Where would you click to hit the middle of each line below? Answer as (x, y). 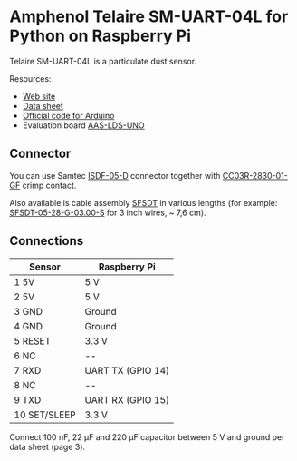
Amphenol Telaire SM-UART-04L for (149, 17)
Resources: (30, 78)
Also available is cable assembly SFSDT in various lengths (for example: (144, 202)
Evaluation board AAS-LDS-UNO (83, 125)
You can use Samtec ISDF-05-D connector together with (115, 175)
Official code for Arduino (68, 115)
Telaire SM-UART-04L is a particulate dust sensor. (103, 61)
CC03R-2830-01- (255, 175)
